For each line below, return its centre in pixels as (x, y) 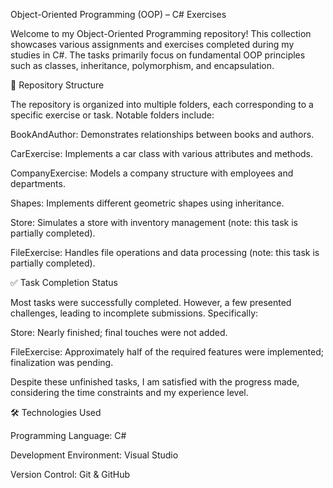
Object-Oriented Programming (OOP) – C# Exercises (118, 14)
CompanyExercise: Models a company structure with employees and (152, 173)
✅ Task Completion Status (64, 282)
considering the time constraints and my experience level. (129, 392)
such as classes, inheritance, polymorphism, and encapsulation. (142, 65)
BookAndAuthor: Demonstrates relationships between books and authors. (162, 134)
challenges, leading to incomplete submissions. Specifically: (134, 313)
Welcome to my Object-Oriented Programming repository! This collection (161, 33)
